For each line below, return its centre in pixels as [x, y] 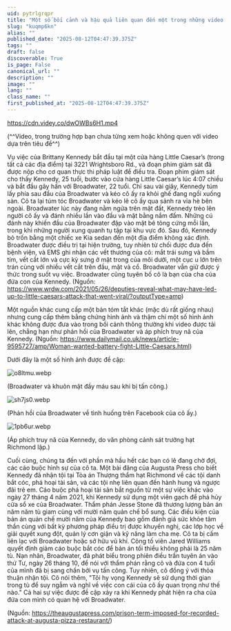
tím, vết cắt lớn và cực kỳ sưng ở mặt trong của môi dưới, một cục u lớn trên [114, 259]
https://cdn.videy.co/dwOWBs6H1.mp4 [63, 123]
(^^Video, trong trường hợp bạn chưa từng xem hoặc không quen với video [113, 136]
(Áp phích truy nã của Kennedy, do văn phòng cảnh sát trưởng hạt [101, 439]
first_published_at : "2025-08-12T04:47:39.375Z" [78, 103]
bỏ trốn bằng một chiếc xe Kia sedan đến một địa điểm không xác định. [109, 237]
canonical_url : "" [33, 71]
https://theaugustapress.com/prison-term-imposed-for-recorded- [125, 613]
